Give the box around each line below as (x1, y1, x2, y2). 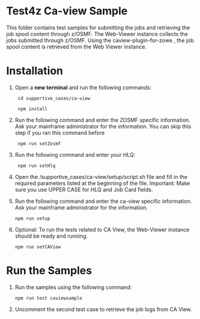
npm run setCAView (14, 244, 61, 250)
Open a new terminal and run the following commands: (14, 84, 151, 91)
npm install (17, 106, 48, 112)
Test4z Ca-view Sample (6, 4, 128, 18)
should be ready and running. (14, 232, 88, 239)
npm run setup (14, 215, 50, 221)
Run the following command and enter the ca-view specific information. (14, 198, 192, 205)
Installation (6, 64, 63, 78)
